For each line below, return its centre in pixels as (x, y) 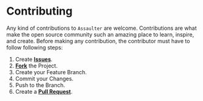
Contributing (39, 11)
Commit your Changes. (44, 78)
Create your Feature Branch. (51, 72)
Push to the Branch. (40, 85)
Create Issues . (34, 59)
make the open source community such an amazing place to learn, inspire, (100, 34)
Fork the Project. (36, 66)
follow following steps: (35, 47)
